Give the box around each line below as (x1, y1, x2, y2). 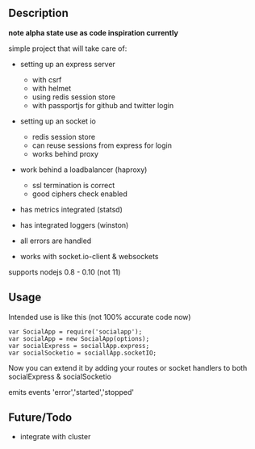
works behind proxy (31, 149, 99, 158)
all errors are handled (19, 236, 92, 245)
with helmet (31, 83, 72, 93)
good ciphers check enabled (31, 189, 127, 199)
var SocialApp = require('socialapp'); (8, 327, 143, 336)
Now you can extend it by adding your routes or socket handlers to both (8, 363, 248, 372)
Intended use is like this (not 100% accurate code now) (8, 312, 191, 321)
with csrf (31, 74, 62, 84)
